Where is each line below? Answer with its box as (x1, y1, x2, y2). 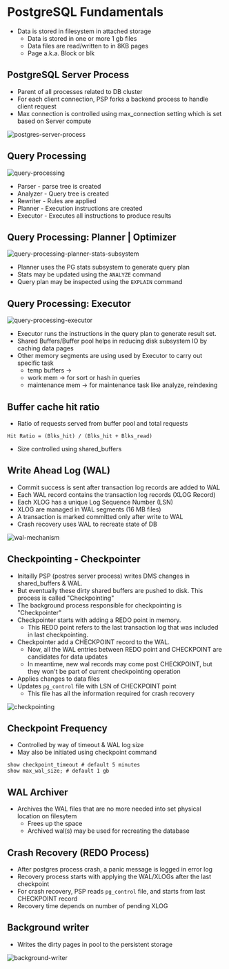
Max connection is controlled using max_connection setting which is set (17, 109, 222, 117)
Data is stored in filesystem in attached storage (17, 27, 152, 35)
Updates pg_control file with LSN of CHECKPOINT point (17, 681, 177, 690)
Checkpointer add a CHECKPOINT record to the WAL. (17, 637, 170, 646)
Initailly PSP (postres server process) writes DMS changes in (17, 572, 190, 580)
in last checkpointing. (27, 630, 88, 639)
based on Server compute (17, 117, 92, 125)
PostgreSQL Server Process (7, 69, 130, 81)
